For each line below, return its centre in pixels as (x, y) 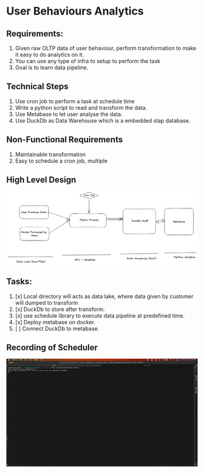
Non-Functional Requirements (65, 140)
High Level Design (41, 180)
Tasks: (19, 281)
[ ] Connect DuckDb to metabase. (57, 328)
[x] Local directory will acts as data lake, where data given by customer (104, 296)
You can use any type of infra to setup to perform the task (88, 61)
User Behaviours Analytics (75, 11)
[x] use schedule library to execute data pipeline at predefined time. (100, 315)
